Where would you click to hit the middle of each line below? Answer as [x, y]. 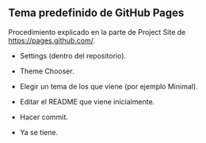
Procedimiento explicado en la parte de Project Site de [97, 32]
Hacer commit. [44, 117]
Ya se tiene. [39, 132]
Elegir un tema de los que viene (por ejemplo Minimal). [109, 86]
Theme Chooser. [47, 71]
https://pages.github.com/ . [52, 40]
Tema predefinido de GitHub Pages [96, 13]
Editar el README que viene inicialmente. [87, 101]
